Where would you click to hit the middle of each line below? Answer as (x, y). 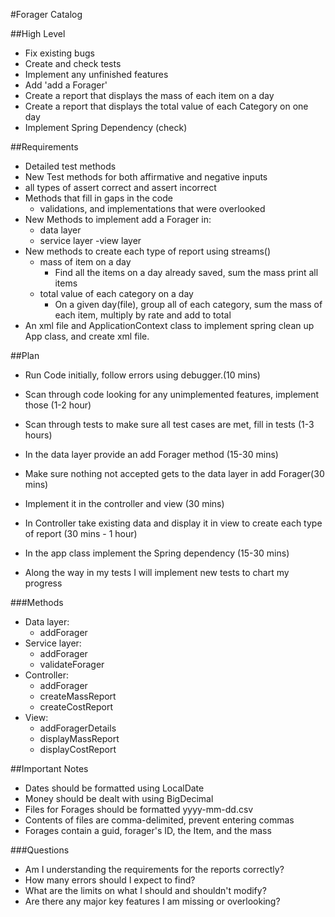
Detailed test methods (70, 166)
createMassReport (78, 696)
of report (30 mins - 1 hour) (81, 533)
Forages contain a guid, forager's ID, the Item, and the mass (148, 830)
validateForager (72, 664)
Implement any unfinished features (96, 74)
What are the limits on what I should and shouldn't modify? (145, 890)
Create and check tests (73, 63)
